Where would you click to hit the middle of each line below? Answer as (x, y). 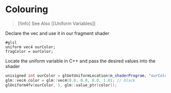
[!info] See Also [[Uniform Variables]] (56, 23)
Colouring (27, 9)
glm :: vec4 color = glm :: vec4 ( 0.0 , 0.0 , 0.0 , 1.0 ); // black (70, 80)
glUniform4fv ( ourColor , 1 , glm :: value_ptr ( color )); (61, 85)
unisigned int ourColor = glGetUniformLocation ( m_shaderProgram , (76, 75)
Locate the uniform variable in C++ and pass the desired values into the (80, 61)
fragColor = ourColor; (29, 51)
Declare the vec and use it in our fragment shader (57, 33)
